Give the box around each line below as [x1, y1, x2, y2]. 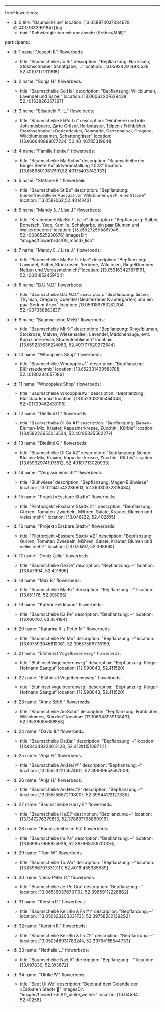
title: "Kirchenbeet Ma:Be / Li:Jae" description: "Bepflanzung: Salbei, [19, 217, 159, 222]
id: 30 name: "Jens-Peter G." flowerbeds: [12, 875, 96, 880]
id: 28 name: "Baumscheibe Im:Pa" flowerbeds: [12, 826, 108, 831]
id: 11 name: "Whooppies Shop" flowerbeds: [12, 381, 101, 387]
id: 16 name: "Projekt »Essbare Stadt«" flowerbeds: [12, 523, 116, 529]
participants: [5, 39, 31, 45]
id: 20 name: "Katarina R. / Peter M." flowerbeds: [12, 626, 111, 632]
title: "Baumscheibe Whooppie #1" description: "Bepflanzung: [19, 361, 144, 367]
